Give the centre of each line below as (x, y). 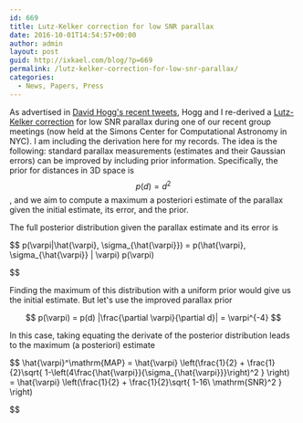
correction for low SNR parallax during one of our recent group (153, 122)
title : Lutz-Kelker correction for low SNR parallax (112, 26)
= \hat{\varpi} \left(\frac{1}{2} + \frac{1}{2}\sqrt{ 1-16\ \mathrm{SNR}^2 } (146, 382)
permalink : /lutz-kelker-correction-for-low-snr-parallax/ (124, 69)
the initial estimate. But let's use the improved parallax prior (121, 300)
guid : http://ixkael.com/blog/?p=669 (81, 60)
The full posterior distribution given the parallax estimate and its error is (144, 227)
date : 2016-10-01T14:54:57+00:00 (73, 35)
